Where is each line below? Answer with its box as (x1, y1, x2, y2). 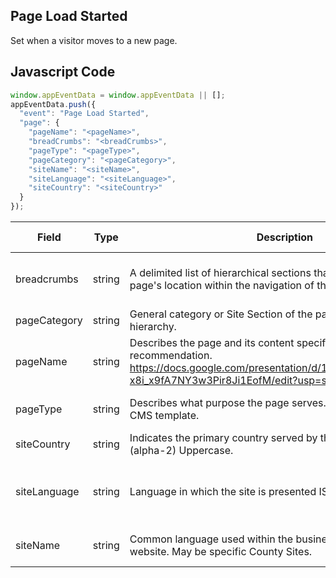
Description (256, 230, 314, 244)
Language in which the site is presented (129, 485, 317, 498)
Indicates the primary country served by (129, 431, 318, 444)
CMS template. (129, 409, 200, 422)
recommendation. (129, 349, 213, 362)
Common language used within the (129, 532, 294, 546)
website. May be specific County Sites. (129, 545, 313, 558)
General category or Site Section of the (129, 307, 313, 321)
